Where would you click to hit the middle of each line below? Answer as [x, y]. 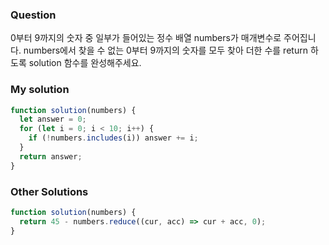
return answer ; [51, 156]
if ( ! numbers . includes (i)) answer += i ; [113, 138]
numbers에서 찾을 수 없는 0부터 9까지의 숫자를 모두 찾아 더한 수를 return [165, 50]
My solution [40, 90]
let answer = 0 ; [53, 119]
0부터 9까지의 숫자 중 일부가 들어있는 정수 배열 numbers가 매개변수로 [146, 38]
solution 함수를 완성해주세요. [85, 63]
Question [33, 15]
